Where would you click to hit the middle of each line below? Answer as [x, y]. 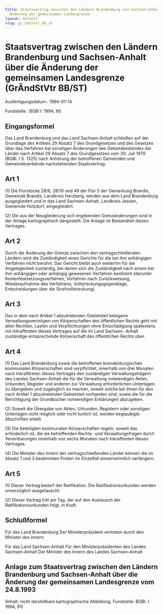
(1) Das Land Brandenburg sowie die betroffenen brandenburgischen [74, 363]
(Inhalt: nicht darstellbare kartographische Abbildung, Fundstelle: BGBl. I [77, 601]
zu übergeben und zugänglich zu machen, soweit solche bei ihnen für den [79, 389]
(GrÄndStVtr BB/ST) [46, 88]
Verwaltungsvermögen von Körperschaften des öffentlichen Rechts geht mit [81, 321]
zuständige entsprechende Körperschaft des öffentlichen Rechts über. [75, 336]
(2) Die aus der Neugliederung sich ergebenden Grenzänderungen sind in [79, 215]
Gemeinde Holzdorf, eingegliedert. [40, 206]
